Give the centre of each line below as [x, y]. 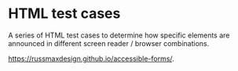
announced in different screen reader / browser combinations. [109, 43]
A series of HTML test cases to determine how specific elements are [119, 35]
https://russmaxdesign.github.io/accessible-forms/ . [91, 59]
